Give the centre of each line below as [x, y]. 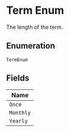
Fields [18, 78]
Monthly [20, 112]
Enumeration [31, 46]
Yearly [19, 121]
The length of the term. [35, 27]
